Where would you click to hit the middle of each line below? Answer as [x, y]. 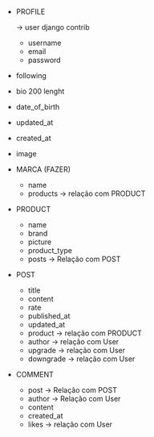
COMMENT [35, 375]
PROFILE [30, 12]
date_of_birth [38, 107]
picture [40, 242]
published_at [49, 316]
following [31, 75]
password [45, 60]
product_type [50, 250]
